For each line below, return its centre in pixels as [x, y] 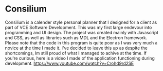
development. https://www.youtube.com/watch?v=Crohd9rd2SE [69, 63]
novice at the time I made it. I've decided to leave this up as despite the [76, 48]
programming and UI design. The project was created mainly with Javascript [82, 32]
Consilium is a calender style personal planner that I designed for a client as [81, 22]
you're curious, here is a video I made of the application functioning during [80, 58]
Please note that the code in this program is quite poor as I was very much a [81, 43]
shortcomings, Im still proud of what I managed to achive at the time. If [76, 53]
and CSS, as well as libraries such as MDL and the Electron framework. [76, 38]
